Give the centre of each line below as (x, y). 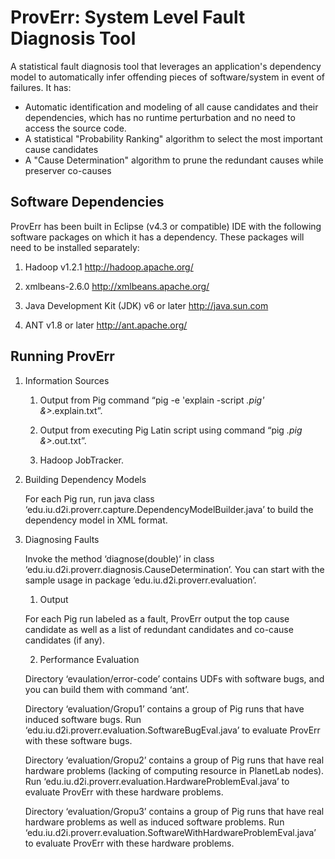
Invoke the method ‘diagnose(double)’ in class (119, 558)
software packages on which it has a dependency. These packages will (157, 237)
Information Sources (67, 380)
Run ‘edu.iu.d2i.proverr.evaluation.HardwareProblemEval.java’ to (157, 781)
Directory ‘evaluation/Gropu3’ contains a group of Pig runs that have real (174, 811)
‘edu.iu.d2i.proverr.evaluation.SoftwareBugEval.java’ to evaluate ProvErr (172, 730)
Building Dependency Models (85, 479)
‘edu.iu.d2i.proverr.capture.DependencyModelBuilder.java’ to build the (169, 509)
